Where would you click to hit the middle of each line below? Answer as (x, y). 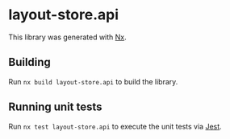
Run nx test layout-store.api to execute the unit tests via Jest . (115, 126)
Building (29, 62)
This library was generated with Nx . (67, 37)
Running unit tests (55, 107)
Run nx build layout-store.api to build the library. (93, 81)
